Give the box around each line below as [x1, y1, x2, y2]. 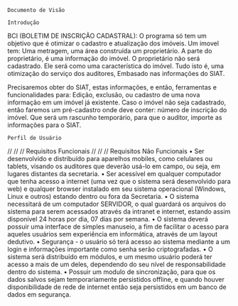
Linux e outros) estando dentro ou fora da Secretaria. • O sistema [7, 192, 199, 200]
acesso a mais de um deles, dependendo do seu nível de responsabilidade [7, 260, 226, 268]
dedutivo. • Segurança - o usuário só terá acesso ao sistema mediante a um [7, 238, 231, 246]
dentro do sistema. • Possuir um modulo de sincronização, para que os [7, 268, 216, 276]
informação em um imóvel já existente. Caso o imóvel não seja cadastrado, [7, 98, 227, 106]
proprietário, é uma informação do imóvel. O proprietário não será [7, 54, 200, 62]
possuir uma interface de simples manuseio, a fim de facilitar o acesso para [7, 222, 229, 231]
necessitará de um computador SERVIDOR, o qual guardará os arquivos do [7, 200, 226, 208]
